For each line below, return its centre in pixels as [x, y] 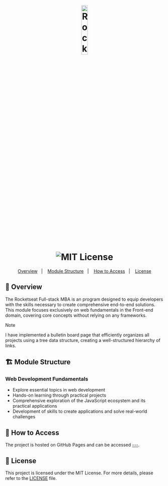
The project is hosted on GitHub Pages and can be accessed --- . [72, 445]
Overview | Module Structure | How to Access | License [85, 271]
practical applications [35, 406]
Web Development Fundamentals [47, 379]
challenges [24, 417]
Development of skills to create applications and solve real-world [80, 411]
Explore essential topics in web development [59, 390]
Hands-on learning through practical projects [59, 395]
